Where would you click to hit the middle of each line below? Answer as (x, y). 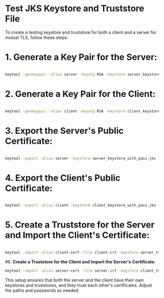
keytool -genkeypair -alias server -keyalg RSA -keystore (65, 74)
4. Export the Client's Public (63, 178)
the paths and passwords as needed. (42, 290)
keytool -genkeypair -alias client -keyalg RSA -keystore (65, 111)
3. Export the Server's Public (64, 131)
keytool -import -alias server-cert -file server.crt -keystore (72, 271)
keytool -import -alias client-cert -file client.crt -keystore (72, 253)
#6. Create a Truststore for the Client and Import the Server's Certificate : (80, 262)
